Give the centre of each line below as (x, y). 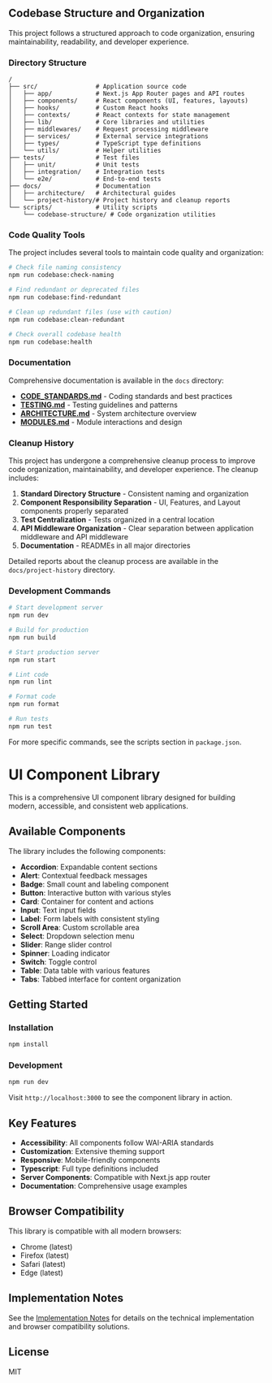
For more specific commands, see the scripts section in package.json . (125, 742)
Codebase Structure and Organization (107, 13)
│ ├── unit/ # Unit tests (74, 165)
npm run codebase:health (50, 342)
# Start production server (54, 652)
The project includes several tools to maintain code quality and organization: (136, 253)
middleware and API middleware (74, 537)
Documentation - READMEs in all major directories (105, 545)
